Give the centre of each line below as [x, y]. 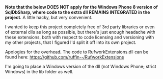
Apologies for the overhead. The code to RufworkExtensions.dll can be [77, 52]
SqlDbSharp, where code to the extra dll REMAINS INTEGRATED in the [78, 12]
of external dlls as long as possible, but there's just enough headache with [80, 32]
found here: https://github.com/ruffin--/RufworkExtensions [65, 57]
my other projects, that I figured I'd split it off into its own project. [71, 42]
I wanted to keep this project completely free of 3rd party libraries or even [80, 27]
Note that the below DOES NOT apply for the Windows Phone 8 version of [81, 7]
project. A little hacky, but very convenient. [49, 17]
